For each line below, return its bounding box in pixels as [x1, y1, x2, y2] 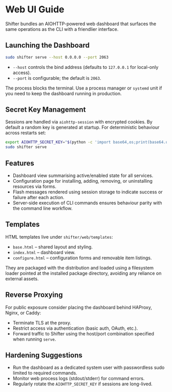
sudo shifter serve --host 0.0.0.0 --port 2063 [5, 55, 109, 60]
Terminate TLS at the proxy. [12, 319, 72, 326]
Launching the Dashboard [5, 41, 90, 50]
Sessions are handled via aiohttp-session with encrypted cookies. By [5, 119, 153, 125]
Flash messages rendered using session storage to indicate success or [12, 189, 163, 195]
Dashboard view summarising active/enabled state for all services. [12, 172, 154, 179]
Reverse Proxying [5, 291, 63, 299]
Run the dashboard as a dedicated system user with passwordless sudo [12, 364, 165, 371]
